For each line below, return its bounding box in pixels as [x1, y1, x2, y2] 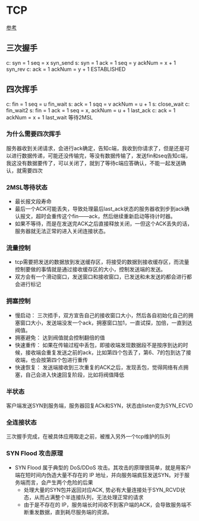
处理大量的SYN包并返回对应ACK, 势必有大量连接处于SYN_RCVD [23, 486, 181, 493]
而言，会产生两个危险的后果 [25, 479, 93, 486]
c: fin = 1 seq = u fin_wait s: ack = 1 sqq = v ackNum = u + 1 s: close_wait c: [6, 100, 190, 108]
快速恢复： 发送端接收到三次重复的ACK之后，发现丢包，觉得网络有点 [14, 364, 184, 371]
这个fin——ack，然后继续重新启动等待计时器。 [61, 213, 176, 220]
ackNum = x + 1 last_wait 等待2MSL [6, 113, 93, 121]
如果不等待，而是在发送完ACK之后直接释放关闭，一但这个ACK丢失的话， [14, 220, 193, 228]
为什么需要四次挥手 [6, 130, 61, 138]
